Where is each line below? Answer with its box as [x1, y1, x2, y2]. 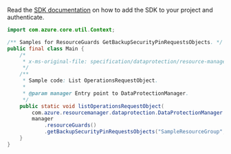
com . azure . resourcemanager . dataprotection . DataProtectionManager [32, 109, 223, 116]
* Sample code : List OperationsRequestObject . [22, 77, 158, 85]
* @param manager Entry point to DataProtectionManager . [22, 89, 189, 97]
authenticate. [7, 13, 45, 21]
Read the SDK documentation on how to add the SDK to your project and [7, 6, 213, 14]
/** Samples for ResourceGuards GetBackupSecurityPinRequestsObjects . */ [7, 38, 223, 45]
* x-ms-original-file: [22, 58, 88, 65]
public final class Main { [7, 45, 85, 52]
